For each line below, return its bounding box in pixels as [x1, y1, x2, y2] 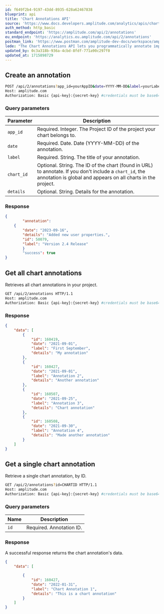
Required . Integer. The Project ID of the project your [37, 126, 156, 133]
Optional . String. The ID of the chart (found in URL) [37, 162, 153, 169]
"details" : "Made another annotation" [31, 432, 110, 437]
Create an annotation [5, 71, 71, 79]
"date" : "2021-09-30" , [31, 424, 78, 428]
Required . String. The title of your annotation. [37, 154, 140, 161]
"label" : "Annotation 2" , [31, 374, 84, 378]
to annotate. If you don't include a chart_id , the [37, 168, 145, 175]
